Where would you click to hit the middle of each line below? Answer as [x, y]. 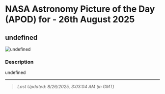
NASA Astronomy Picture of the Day [80, 9]
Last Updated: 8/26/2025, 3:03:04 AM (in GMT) [66, 87]
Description [19, 62]
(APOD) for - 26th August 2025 [70, 19]
